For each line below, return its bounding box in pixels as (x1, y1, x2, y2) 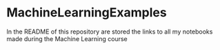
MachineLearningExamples (6, 5, 167, 21)
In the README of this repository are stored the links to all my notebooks (6, 27, 213, 36)
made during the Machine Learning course (6, 34, 128, 42)
